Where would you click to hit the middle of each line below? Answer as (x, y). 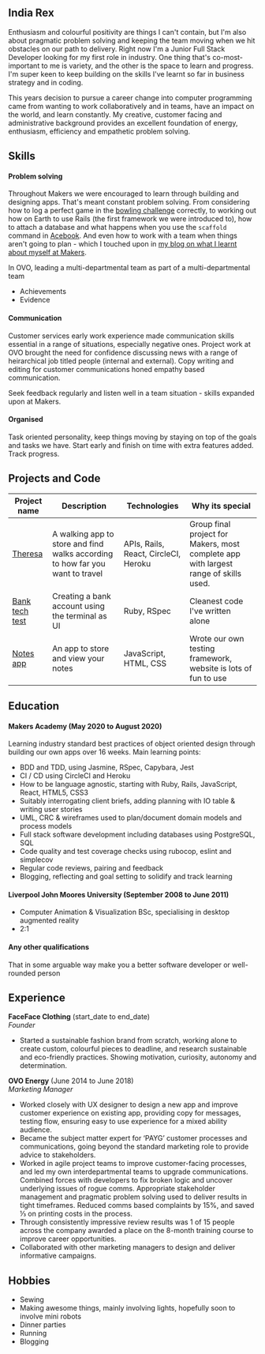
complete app (215, 554)
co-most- (228, 57)
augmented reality (49, 920)
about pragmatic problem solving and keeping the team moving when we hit (132, 40)
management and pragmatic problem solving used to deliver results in (133, 1197)
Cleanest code (216, 601)
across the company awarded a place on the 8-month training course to (136, 1231)
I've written (210, 611)
